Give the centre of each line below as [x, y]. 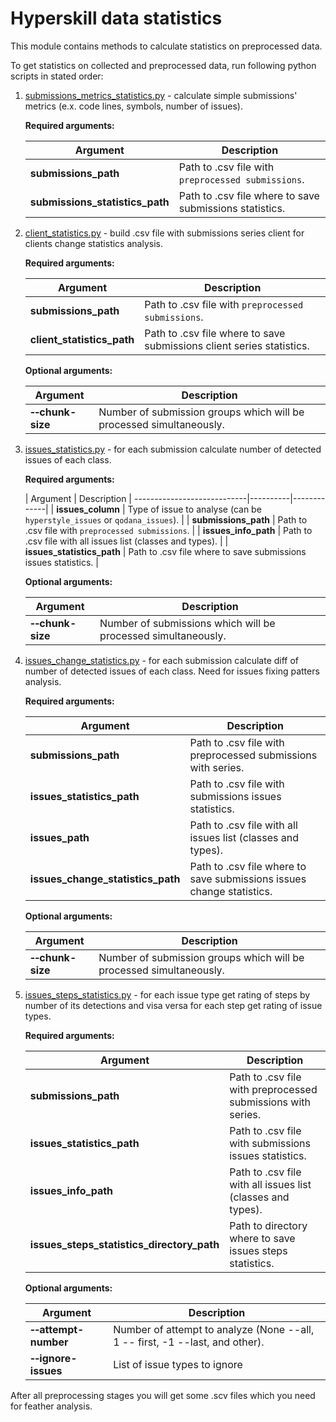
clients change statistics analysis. [93, 243]
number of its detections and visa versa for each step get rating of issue [173, 1005]
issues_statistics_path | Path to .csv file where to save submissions [165, 551]
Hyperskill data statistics [116, 18]
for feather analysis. [51, 1406]
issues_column [88, 509]
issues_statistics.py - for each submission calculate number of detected [173, 449]
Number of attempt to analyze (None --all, [214, 1329]
